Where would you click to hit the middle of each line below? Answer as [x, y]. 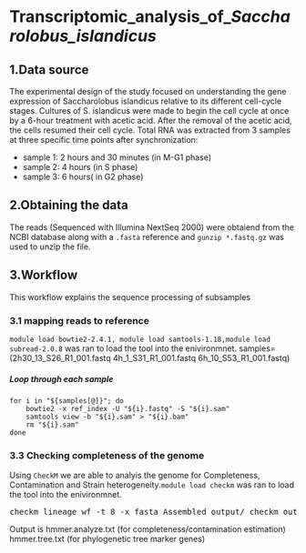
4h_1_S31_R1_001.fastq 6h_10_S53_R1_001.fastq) [201, 357]
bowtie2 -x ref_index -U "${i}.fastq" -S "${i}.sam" [128, 408]
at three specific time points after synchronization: [104, 140]
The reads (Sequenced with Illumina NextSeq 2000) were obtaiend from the [152, 227]
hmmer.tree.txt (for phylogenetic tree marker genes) [107, 539]
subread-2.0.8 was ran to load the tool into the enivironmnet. [123, 348]
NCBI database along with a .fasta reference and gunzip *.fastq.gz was [147, 236]
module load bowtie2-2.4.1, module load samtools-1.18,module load [140, 339]
